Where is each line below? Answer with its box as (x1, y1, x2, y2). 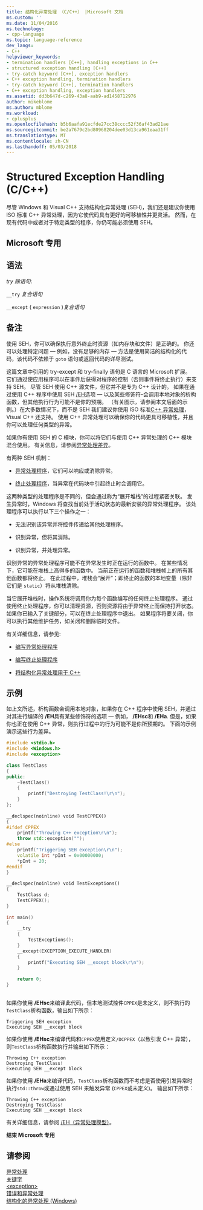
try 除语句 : (6, 278, 32, 285)
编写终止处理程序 (14, 655, 58, 663)
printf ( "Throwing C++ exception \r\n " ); (17, 830, 118, 836)
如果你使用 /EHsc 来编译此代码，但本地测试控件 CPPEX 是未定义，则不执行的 (6, 999, 190, 1006)
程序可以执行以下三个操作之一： (11, 507, 91, 515)
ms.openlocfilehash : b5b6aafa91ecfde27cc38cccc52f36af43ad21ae (6, 122, 169, 128)
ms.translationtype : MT (6, 132, 66, 139)
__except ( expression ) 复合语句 (6, 303, 85, 310)
